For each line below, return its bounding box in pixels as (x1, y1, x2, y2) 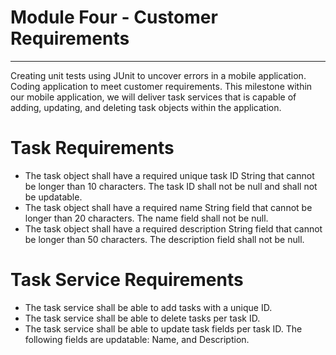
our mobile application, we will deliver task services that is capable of (10, 91, 297, 103)
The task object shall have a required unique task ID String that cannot (24, 169, 315, 181)
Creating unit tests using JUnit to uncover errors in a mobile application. (10, 69, 307, 81)
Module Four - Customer (10, 6, 218, 29)
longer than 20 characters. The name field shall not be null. (24, 212, 269, 224)
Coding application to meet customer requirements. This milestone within (10, 80, 313, 92)
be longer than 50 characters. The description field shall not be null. (24, 233, 305, 245)
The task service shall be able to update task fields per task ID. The (24, 322, 303, 335)
